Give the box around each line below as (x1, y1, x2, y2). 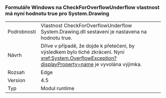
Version (7, 77, 26, 84)
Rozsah (7, 69, 25, 76)
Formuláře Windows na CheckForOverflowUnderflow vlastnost (5, 4, 160, 11)
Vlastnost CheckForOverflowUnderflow (41, 22, 132, 29)
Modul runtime (41, 85, 75, 92)
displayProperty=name (41, 61, 94, 68)
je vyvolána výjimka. (94, 61, 142, 68)
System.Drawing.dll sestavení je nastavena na (41, 29, 147, 35)
